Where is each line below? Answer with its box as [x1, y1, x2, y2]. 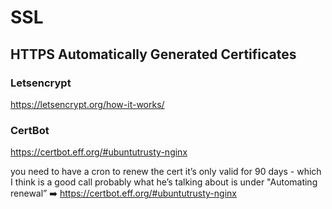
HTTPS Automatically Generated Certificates [10, 46, 297, 63]
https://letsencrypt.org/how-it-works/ [10, 98, 165, 110]
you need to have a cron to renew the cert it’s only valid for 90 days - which [10, 166, 322, 178]
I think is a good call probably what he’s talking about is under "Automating [10, 176, 318, 188]
